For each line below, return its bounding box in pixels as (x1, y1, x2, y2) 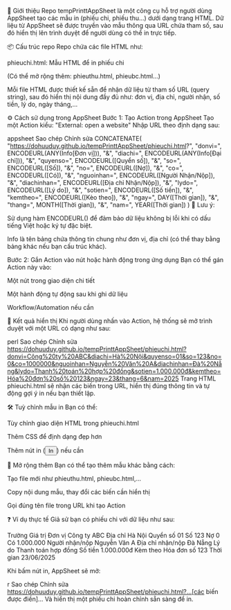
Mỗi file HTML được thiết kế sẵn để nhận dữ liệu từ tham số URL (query (7, 85, 210, 94)
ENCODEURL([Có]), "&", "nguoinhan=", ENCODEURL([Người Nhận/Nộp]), (7, 171, 216, 180)
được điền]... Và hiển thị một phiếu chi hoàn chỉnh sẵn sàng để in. (7, 595, 194, 603)
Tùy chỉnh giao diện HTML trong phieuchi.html (7, 419, 140, 427)
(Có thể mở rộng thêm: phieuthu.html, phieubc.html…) (7, 72, 160, 80)
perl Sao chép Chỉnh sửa (7, 338, 77, 346)
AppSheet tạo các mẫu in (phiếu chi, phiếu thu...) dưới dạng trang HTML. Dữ (7, 14, 224, 22)
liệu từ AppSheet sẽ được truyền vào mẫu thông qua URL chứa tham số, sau (7, 21, 223, 29)
